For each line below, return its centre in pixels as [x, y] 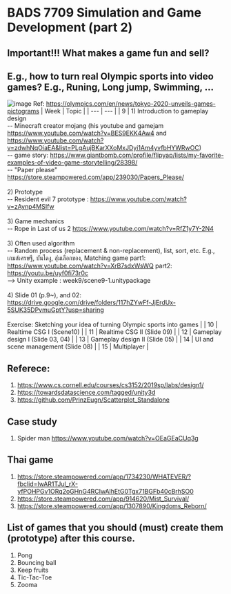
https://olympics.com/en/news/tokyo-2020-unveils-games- [131, 104]
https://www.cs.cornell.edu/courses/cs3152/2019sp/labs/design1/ [110, 385]
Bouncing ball [37, 562]
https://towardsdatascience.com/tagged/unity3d [86, 393]
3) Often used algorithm [41, 243]
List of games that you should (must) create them [115, 528]
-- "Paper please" [32, 170]
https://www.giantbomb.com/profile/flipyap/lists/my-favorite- [137, 155]
